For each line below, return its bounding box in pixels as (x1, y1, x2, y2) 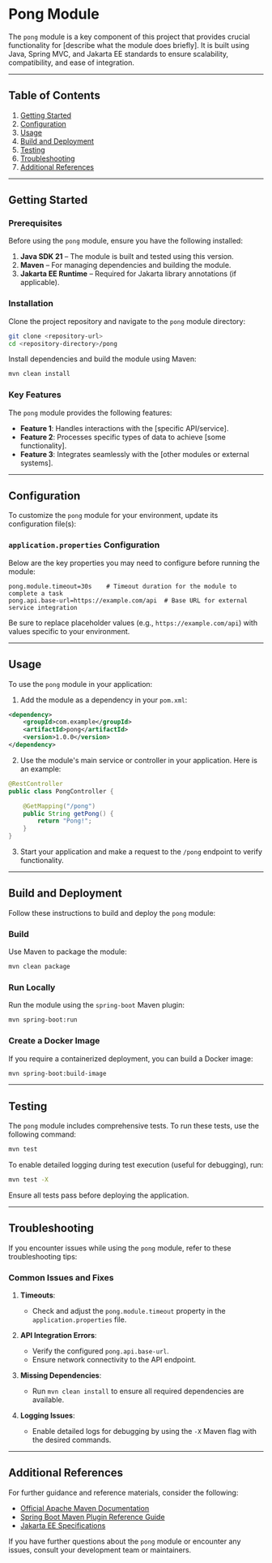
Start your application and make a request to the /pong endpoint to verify (19, 847, 263, 857)
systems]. (19, 458, 53, 468)
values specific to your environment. (8, 626, 130, 636)
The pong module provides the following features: (8, 408, 172, 417)
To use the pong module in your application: (8, 679, 153, 689)
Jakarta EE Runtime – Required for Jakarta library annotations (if (19, 269, 237, 278)
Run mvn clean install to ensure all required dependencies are (32, 1386, 244, 1397)
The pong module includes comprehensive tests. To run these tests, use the (8, 1121, 259, 1131)
